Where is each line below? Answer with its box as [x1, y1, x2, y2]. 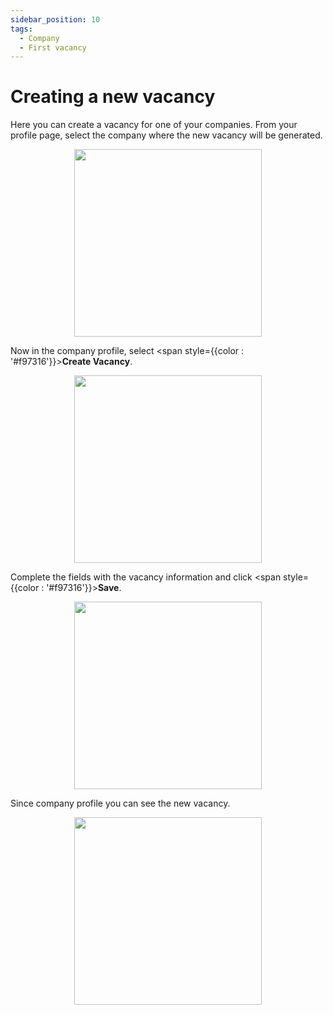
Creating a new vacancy [10, 86, 216, 108]
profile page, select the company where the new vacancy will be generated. [10, 129, 323, 141]
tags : [10, 24, 33, 34]
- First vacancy [19, 42, 87, 53]
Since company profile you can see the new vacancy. [10, 797, 231, 810]
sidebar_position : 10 [10, 14, 101, 25]
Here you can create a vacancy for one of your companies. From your [10, 119, 298, 131]
